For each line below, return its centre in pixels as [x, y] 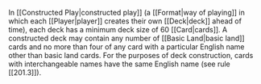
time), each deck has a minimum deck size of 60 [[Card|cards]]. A [118, 29]
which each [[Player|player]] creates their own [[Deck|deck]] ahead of [125, 21]
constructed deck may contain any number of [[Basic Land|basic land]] [126, 38]
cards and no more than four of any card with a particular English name [126, 47]
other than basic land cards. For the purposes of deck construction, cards [131, 55]
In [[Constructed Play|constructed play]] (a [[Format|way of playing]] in [127, 13]
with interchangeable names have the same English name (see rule [120, 64]
